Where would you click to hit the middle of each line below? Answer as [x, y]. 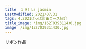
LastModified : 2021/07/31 [31, 14]
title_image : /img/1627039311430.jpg [43, 23]
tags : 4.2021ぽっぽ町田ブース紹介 [36, 18]
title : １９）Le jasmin [28, 9]
